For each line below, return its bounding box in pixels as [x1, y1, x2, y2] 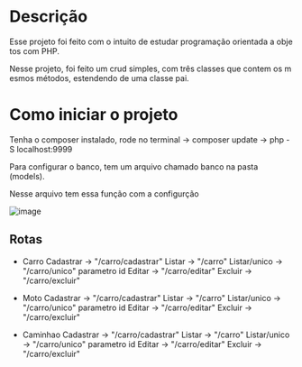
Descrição [9, 6, 88, 27]
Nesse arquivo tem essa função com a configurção [9, 188, 200, 199]
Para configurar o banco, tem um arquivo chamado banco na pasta [9, 161, 259, 172]
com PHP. [23, 45, 60, 56]
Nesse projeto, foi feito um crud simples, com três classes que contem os [9, 63, 283, 74]
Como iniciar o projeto [9, 105, 178, 125]
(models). [9, 170, 45, 181]
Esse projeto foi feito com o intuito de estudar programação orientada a [9, 36, 275, 47]
